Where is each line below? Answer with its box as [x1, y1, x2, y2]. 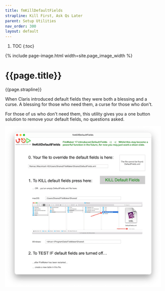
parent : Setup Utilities [5, 18, 56, 23]
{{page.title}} [5, 70, 62, 81]
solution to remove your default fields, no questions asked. [5, 116, 124, 122]
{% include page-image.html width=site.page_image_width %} [5, 53, 133, 59]
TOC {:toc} [12, 43, 35, 49]
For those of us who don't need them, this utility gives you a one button [5, 111, 151, 117]
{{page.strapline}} [5, 87, 42, 93]
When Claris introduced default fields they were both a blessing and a [5, 96, 147, 102]
